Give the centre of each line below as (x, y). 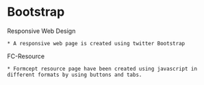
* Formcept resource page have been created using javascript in (102, 69)
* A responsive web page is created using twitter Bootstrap (96, 43)
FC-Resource (26, 56)
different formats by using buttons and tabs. (75, 75)
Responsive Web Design (41, 31)
